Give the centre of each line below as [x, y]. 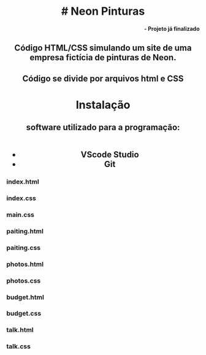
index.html [23, 182]
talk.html [20, 330]
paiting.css [24, 248]
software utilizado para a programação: [103, 127]
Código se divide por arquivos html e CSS [103, 78]
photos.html [25, 264]
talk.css [18, 346]
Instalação [103, 105]
